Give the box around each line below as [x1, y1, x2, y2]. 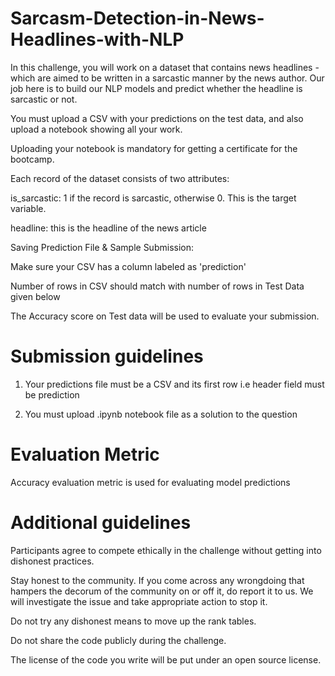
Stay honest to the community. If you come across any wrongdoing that [10, 574, 305, 586]
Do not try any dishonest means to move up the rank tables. [10, 615, 257, 627]
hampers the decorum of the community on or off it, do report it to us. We [10, 585, 314, 597]
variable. [10, 202, 47, 214]
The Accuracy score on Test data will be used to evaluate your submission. [10, 310, 320, 322]
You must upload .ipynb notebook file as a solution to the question [24, 408, 298, 420]
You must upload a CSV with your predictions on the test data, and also [10, 112, 304, 124]
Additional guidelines [10, 512, 192, 534]
